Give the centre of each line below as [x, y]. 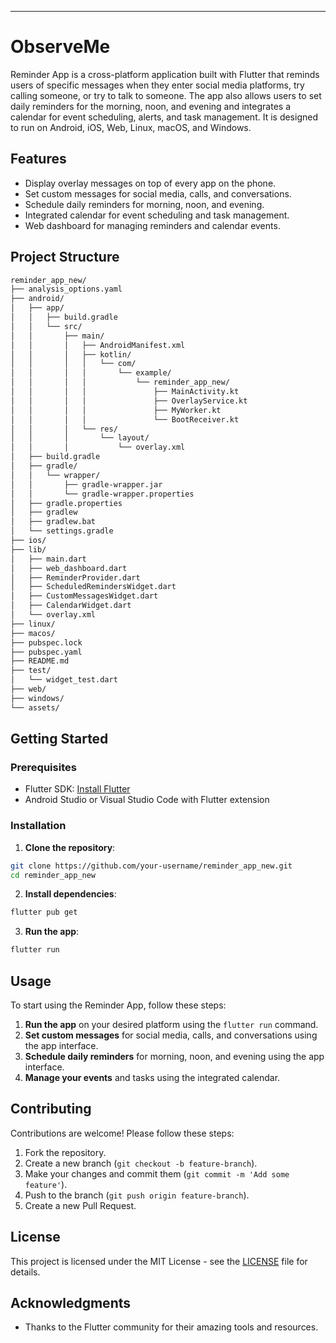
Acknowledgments [71, 1303]
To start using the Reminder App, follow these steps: [118, 1005]
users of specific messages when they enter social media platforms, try [157, 85]
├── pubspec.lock [46, 642]
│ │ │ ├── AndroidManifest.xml [98, 345]
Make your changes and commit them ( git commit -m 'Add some [157, 1173]
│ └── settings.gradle [62, 531]
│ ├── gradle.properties [66, 503]
